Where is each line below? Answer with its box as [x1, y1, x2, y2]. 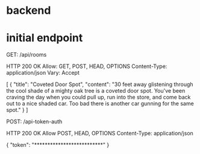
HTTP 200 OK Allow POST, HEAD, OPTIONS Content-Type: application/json [6, 130, 194, 137]
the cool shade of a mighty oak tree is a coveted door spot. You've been [6, 87, 186, 94]
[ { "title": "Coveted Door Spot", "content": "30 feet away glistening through [6, 81, 194, 88]
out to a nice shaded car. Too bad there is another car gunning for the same [6, 100, 194, 107]
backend [6, 4, 51, 17]
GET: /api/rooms [6, 51, 47, 58]
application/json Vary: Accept [6, 69, 80, 76]
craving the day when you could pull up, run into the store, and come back [6, 94, 191, 101]
